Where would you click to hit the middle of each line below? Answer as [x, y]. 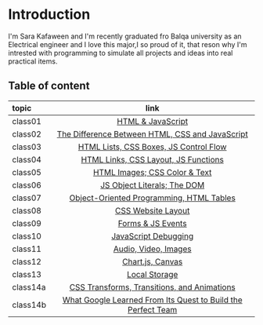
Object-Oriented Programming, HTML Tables [153, 198]
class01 [27, 121]
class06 [27, 184]
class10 [27, 236]
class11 [27, 249]
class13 [27, 274]
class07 [27, 198]
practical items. [33, 61]
